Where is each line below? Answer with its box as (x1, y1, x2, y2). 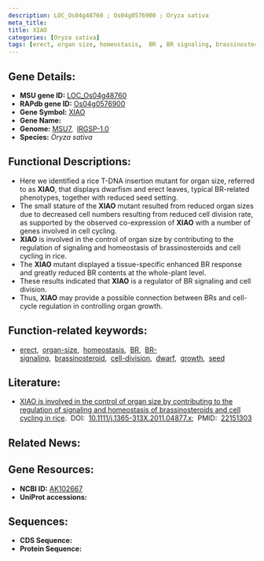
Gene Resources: (8, 463, 94, 476)
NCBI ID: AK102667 (19, 484, 83, 493)
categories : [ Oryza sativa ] (8, 33, 101, 42)
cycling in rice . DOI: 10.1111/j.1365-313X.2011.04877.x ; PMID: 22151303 (19, 413, 252, 423)
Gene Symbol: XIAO (19, 107, 86, 116)
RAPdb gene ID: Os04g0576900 (19, 99, 126, 108)
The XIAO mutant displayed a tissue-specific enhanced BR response (19, 259, 242, 269)
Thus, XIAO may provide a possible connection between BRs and (19, 292, 232, 302)
